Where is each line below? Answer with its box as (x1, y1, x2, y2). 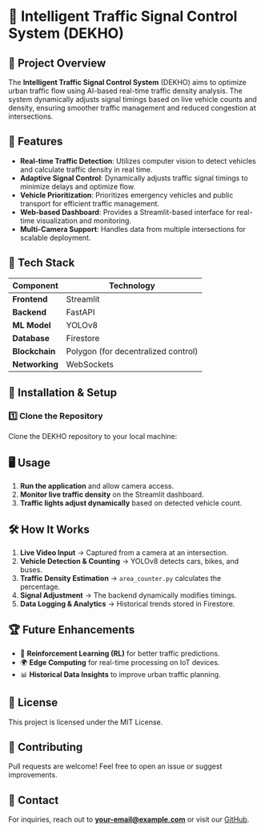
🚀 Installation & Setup (8, 386, 118, 400)
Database (12, 332, 50, 343)
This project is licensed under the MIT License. (8, 717, 163, 727)
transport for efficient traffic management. (19, 198, 160, 208)
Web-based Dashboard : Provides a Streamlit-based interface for (19, 207, 235, 217)
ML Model (12, 319, 51, 331)
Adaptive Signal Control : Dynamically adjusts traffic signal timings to (19, 172, 248, 183)
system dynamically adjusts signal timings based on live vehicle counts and (8, 95, 258, 103)
